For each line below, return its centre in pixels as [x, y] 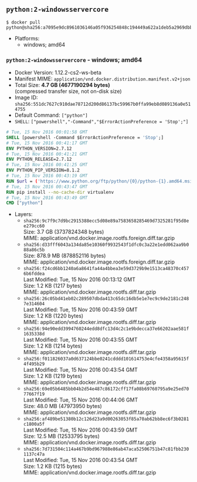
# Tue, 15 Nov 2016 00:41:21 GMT [47, 154]
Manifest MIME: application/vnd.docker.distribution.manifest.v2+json [102, 79]
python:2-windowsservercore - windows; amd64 [74, 60]
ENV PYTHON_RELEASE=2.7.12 [39, 159]
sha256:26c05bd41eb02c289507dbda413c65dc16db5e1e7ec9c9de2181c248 [106, 299]
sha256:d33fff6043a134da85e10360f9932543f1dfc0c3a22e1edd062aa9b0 [106, 245]
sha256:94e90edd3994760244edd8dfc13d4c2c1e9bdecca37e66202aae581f [106, 329]
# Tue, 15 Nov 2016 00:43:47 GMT [47, 187]
